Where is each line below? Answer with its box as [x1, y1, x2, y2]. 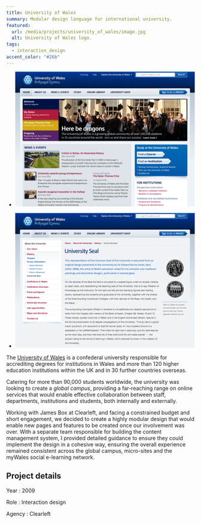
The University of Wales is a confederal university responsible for [6, 354, 167, 361]
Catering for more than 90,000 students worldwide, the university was [6, 378, 179, 386]
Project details [6, 471, 62, 481]
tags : [6, 41, 20, 47]
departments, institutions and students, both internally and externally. [6, 398, 178, 405]
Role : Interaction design [6, 498, 66, 506]
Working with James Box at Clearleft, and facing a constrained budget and [6, 409, 190, 416]
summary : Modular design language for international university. [6, 16, 172, 22]
